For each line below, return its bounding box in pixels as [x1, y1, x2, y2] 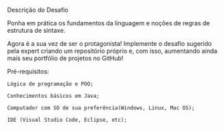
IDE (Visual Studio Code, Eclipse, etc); [7, 116, 128, 123]
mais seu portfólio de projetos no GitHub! [7, 54, 124, 62]
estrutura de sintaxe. [7, 27, 66, 34]
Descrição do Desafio [7, 6, 69, 14]
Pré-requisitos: [7, 68, 49, 75]
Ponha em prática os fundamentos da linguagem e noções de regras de [7, 19, 210, 27]
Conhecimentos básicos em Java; [7, 92, 100, 99]
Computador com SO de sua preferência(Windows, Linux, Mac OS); [7, 105, 195, 112]
